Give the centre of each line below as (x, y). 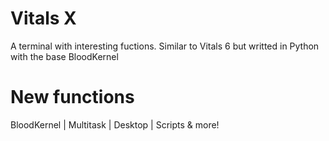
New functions (72, 97)
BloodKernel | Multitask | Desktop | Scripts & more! (115, 124)
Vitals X (43, 18)
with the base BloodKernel (64, 56)
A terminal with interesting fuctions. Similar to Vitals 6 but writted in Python (165, 46)
